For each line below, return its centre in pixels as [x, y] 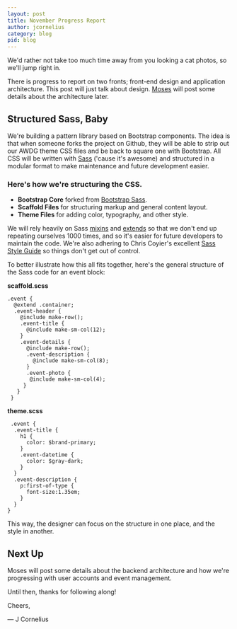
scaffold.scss [28, 286]
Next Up [25, 554]
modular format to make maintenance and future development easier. [108, 166]
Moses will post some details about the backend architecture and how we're [118, 571]
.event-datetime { [47, 455]
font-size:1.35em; [53, 492]
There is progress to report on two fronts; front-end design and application [116, 81]
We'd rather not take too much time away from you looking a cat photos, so [117, 60]
